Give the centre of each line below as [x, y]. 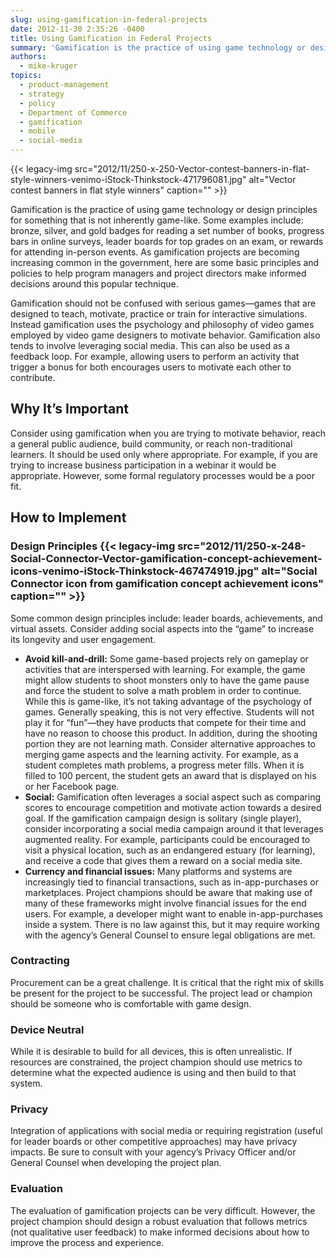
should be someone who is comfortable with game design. [131, 1003]
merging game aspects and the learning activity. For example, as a [161, 754]
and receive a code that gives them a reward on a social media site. [163, 860]
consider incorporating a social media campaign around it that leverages [174, 828]
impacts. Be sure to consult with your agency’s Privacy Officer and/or [153, 1152]
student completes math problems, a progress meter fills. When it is [164, 765]
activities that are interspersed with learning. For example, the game [165, 669]
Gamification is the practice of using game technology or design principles [164, 209]
